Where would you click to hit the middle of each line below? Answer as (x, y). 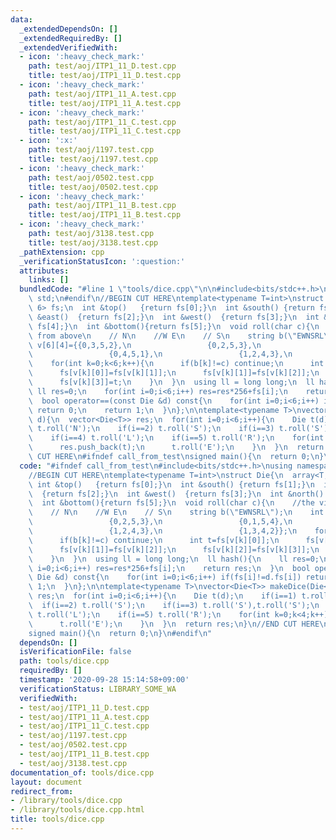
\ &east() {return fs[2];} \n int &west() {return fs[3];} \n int (174, 317)
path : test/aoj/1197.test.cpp (91, 150)
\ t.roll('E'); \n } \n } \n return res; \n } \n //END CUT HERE (174, 624)
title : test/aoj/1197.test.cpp (93, 159)
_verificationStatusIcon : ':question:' (102, 261)
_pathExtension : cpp (62, 252)
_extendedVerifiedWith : (68, 47)
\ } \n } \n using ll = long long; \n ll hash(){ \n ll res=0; (174, 559)
